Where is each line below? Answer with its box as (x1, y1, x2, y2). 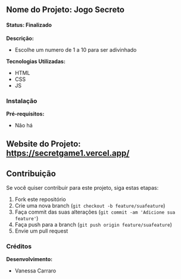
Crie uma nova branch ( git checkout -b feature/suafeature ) (14, 202, 166, 209)
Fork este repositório (14, 196, 67, 203)
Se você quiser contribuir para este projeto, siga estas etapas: (6, 184, 159, 192)
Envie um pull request (14, 227, 68, 234)
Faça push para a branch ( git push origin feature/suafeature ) (14, 221, 173, 228)
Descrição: (6, 35, 34, 42)
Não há (14, 121, 33, 128)
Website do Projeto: (6, 139, 82, 149)
